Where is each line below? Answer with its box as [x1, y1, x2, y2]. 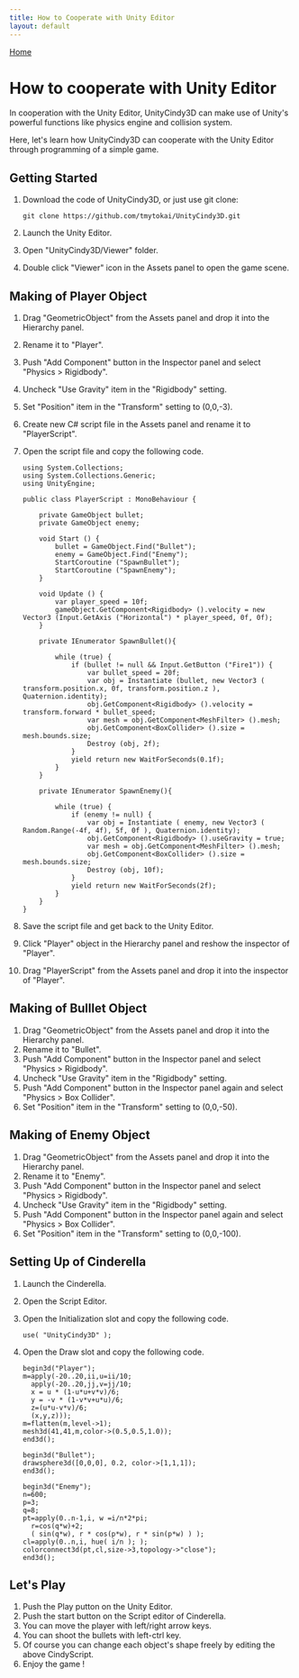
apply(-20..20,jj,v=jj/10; [31, 1380, 132, 1389]
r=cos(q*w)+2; [31, 1521, 84, 1530]
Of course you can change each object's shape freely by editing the [22, 1639, 276, 1650]
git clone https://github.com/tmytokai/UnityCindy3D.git [22, 212, 241, 221]
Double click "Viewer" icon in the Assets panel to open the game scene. [22, 262, 290, 273]
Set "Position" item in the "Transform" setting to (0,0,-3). [22, 402, 233, 413]
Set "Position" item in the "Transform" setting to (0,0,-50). [22, 1101, 238, 1112]
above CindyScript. [22, 1649, 95, 1660]
